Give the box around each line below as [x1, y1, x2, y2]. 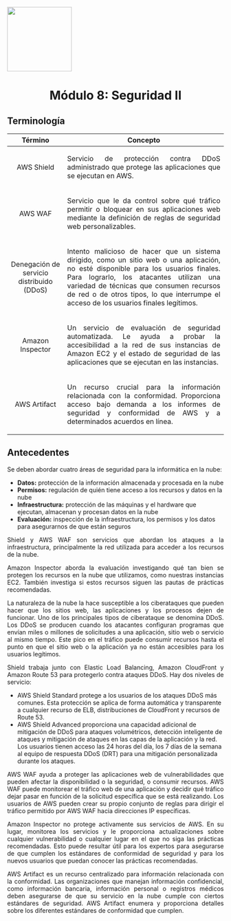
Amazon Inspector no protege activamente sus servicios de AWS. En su [7, 820, 224, 828]
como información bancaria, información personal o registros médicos [7, 884, 224, 893]
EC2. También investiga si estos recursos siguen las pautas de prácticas [7, 578, 224, 586]
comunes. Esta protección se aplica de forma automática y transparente [16, 698, 222, 707]
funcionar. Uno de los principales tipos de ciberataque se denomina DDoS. [7, 613, 224, 621]
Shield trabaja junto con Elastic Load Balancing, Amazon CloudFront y [7, 663, 224, 672]
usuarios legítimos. [7, 650, 60, 658]
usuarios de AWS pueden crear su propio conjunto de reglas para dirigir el [7, 799, 224, 808]
